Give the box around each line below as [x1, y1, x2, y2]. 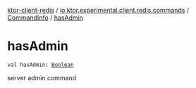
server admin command [7, 73, 76, 82]
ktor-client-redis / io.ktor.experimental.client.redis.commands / [7, 6, 189, 14]
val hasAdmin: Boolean [7, 61, 74, 68]
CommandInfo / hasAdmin [7, 13, 83, 22]
